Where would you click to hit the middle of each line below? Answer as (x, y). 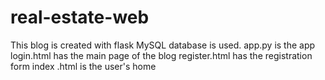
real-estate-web (80, 17)
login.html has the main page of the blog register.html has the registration (161, 55)
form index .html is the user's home (83, 66)
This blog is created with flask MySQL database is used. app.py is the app (163, 45)
